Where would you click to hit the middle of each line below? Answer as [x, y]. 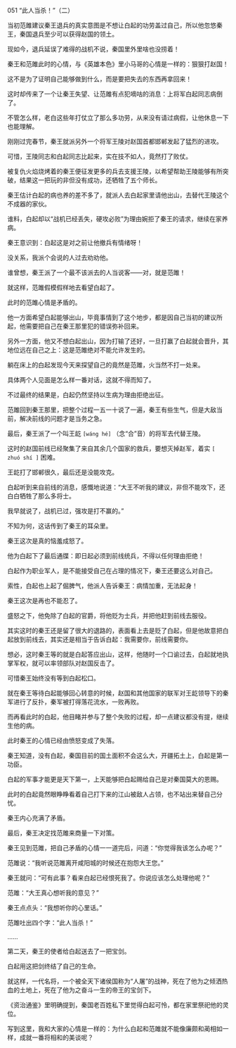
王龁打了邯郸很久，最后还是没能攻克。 [63, 472]
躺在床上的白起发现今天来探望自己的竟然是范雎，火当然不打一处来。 [106, 365]
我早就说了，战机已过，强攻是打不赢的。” [66, 511]
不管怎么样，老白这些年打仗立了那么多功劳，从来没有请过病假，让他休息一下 [118, 118]
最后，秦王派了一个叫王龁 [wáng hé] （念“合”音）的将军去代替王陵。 [106, 434]
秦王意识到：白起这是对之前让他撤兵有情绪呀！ [75, 242]
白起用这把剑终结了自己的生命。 [53, 966]
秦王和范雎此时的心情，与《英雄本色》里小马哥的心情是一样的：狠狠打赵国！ [118, 64]
